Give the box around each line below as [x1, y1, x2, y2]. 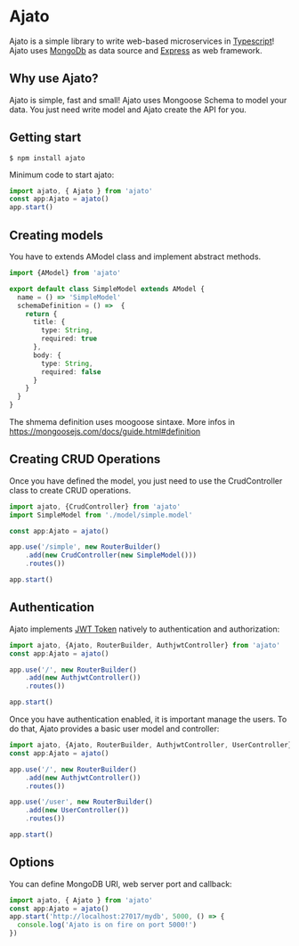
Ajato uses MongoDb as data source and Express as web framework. [9, 45, 263, 55]
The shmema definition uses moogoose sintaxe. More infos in [9, 417, 236, 427]
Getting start [9, 130, 82, 145]
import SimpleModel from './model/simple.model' [9, 510, 193, 519]
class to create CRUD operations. [9, 485, 132, 495]
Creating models [9, 227, 104, 242]
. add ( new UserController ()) [25, 806, 129, 815]
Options [9, 855, 55, 870]
